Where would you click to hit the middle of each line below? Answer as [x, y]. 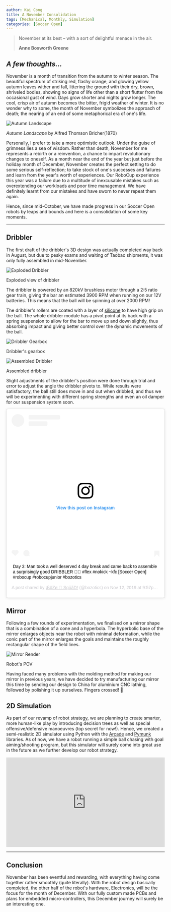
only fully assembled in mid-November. [47, 260]
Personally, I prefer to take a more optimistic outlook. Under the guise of [81, 143]
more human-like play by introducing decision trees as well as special [78, 723]
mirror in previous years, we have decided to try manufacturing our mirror [83, 679]
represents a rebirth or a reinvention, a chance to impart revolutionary [78, 154]
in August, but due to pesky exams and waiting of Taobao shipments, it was [84, 255]
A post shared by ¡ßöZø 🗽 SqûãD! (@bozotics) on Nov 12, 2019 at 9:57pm [84, 588]
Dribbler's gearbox [26, 351]
